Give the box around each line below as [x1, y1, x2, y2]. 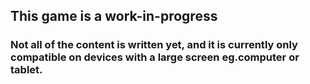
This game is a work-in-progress [10, 8, 218, 25]
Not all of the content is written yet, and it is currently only [10, 38, 298, 52]
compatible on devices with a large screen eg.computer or [10, 50, 300, 64]
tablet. [10, 63, 43, 77]
